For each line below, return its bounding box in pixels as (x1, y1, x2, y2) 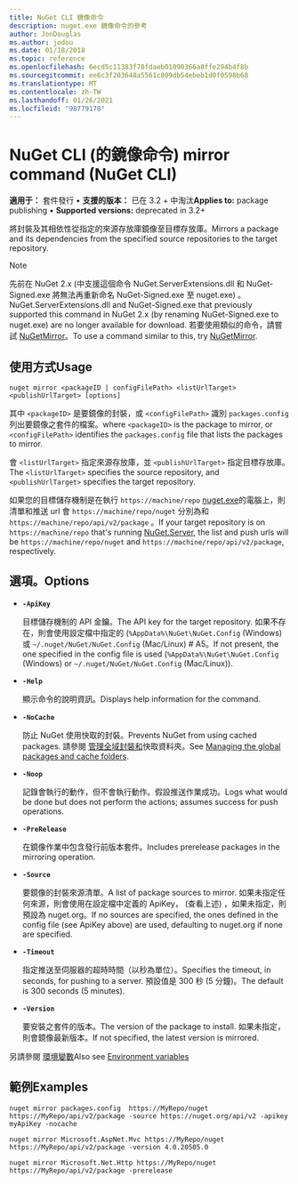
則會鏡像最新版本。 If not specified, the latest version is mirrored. (21, 1032, 260, 1043)
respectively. (9, 546, 56, 556)
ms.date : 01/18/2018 (9, 46, 86, 55)
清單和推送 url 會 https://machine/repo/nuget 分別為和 (9, 506, 210, 516)
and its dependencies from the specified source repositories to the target (9, 233, 278, 245)
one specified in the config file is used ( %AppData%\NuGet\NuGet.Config (21, 648, 279, 659)
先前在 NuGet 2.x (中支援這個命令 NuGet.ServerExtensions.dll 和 (9, 278, 245, 289)
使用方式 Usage (9, 359, 93, 375)
